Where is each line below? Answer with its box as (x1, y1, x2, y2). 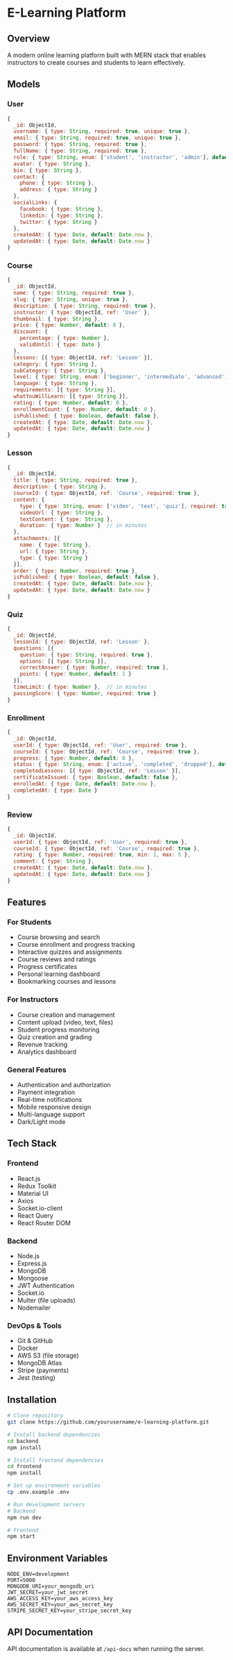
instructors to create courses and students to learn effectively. (7, 58, 185, 67)
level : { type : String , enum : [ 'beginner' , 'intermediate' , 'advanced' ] (13, 373, 228, 380)
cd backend (7, 1438, 39, 1445)
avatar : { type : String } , (13, 160, 92, 168)
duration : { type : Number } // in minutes (19, 522, 148, 529)
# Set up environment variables (7, 1482, 101, 1489)
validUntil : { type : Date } (19, 341, 101, 348)
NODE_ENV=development (7, 1571, 70, 1578)
